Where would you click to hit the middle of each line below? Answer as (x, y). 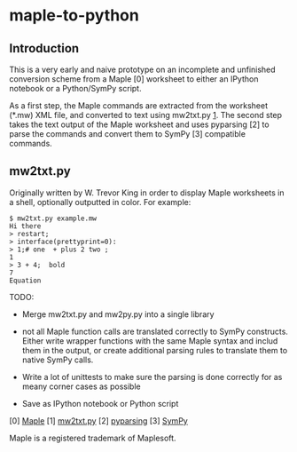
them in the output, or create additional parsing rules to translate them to (155, 350)
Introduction (44, 48)
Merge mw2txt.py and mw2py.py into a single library (118, 314)
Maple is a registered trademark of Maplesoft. (93, 438)
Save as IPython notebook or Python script (100, 403)
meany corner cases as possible (81, 386)
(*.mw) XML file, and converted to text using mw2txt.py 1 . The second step (145, 115)
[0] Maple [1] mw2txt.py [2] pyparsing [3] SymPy (98, 420)
